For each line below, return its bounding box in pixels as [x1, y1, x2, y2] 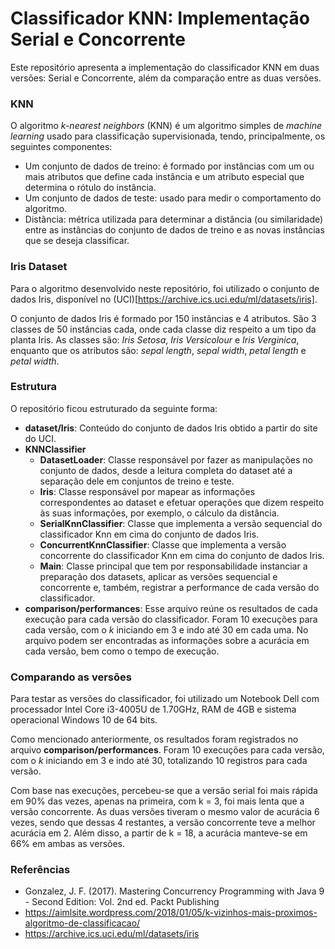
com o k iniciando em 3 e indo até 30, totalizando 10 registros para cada [10, 755, 308, 767]
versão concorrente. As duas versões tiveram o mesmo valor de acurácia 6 [10, 806, 320, 818]
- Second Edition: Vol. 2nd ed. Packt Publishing [24, 896, 220, 908]
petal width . [10, 355, 60, 367]
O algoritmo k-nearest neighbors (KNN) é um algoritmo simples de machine [10, 120, 322, 132]
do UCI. [24, 432, 57, 444]
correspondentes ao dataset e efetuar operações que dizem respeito [39, 496, 325, 508]
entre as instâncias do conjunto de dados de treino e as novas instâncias [24, 224, 325, 236]
